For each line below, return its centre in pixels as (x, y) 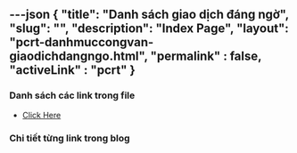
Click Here (41, 115)
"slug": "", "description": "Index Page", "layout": (149, 29)
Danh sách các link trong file (72, 95)
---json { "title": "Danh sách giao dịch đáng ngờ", (149, 15)
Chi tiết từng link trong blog (70, 138)
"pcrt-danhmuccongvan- (82, 42)
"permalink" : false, (206, 56)
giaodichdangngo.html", (79, 56)
